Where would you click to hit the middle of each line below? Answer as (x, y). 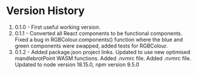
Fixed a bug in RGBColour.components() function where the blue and (99, 39)
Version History (45, 11)
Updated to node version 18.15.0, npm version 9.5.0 (77, 64)
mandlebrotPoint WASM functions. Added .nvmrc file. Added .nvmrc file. (103, 58)
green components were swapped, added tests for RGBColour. (91, 46)
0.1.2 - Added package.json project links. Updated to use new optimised (102, 52)
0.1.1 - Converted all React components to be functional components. (98, 33)
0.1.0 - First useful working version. (57, 27)
